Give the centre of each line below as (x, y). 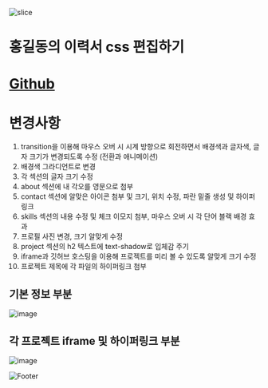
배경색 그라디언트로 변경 (58, 167)
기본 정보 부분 (41, 294)
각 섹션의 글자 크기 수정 (57, 176)
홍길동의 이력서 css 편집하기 (97, 47)
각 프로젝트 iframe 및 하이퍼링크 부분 (95, 340)
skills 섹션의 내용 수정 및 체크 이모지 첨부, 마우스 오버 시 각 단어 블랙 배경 (134, 216)
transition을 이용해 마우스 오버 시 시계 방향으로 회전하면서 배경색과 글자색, (136, 147)
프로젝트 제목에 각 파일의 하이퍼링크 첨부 (83, 267)
